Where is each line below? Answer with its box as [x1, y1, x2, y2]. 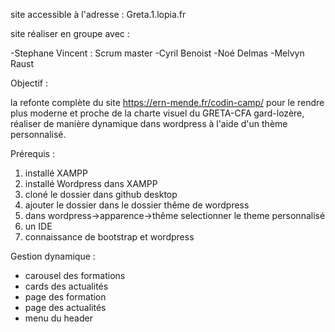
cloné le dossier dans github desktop [24, 189, 178, 200]
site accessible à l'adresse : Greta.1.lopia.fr [10, 9, 187, 20]
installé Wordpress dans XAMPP [24, 178, 158, 189]
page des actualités [24, 302, 107, 313]
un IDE [24, 220, 53, 232]
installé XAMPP [24, 167, 88, 179]
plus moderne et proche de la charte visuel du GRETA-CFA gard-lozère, [10, 107, 305, 119]
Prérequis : [10, 148, 55, 159]
